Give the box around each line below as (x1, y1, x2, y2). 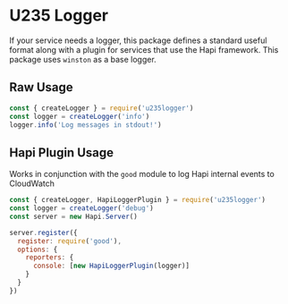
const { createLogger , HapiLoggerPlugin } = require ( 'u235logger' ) (9, 196, 267, 205)
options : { (17, 245, 58, 254)
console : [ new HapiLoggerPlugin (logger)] (32, 261, 191, 271)
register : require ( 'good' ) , (17, 236, 123, 246)
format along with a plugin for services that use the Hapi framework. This (9, 44, 279, 55)
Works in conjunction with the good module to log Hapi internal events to (9, 169, 275, 180)
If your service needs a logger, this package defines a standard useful (9, 35, 267, 46)
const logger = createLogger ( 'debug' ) (9, 204, 154, 213)
